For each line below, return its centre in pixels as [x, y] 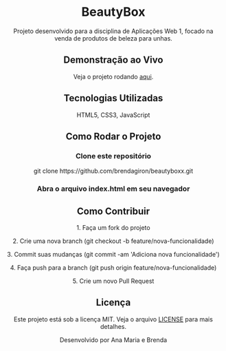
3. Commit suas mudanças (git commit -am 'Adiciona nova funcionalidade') [113, 254]
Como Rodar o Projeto [113, 136]
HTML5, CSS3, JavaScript [113, 115]
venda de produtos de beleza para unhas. [113, 38]
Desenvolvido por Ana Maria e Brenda [113, 340]
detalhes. [113, 326]
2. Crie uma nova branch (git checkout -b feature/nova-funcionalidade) [113, 241]
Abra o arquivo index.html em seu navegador [113, 189]
